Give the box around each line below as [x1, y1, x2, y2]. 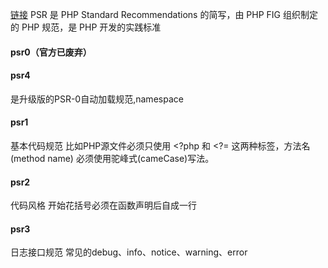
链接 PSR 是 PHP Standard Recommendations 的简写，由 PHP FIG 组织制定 [10, 9, 319, 20]
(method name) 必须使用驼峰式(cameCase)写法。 [10, 153, 215, 164]
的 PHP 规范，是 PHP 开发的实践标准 [10, 21, 162, 33]
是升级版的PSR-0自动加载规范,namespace [10, 93, 184, 105]
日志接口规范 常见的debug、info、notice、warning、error [10, 246, 248, 258]
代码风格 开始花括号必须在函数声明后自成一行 [10, 199, 197, 212]
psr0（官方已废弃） [10, 46, 92, 58]
